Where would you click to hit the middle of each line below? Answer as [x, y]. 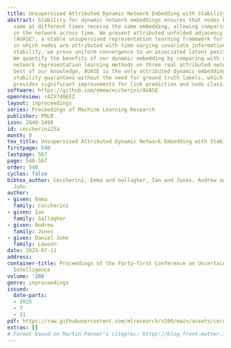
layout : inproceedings [40, 103]
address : [20, 257]
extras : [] [23, 327]
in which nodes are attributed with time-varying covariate [101, 45]
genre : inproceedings [38, 283]
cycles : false [27, 174]
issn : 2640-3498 [30, 122]
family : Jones [33, 232]
